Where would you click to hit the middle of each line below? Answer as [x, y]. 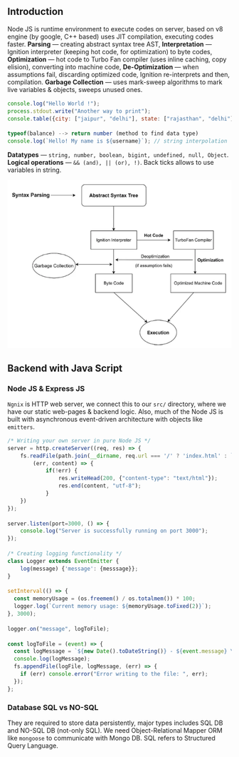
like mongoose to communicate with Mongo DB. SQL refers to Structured [111, 738]
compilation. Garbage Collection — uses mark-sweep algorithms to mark [115, 82]
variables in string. [34, 170]
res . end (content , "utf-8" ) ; [100, 486]
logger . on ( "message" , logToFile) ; [59, 629]
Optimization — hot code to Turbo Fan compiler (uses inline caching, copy [117, 59]
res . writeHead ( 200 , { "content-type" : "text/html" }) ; [138, 478]
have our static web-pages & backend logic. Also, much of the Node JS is [116, 411]
